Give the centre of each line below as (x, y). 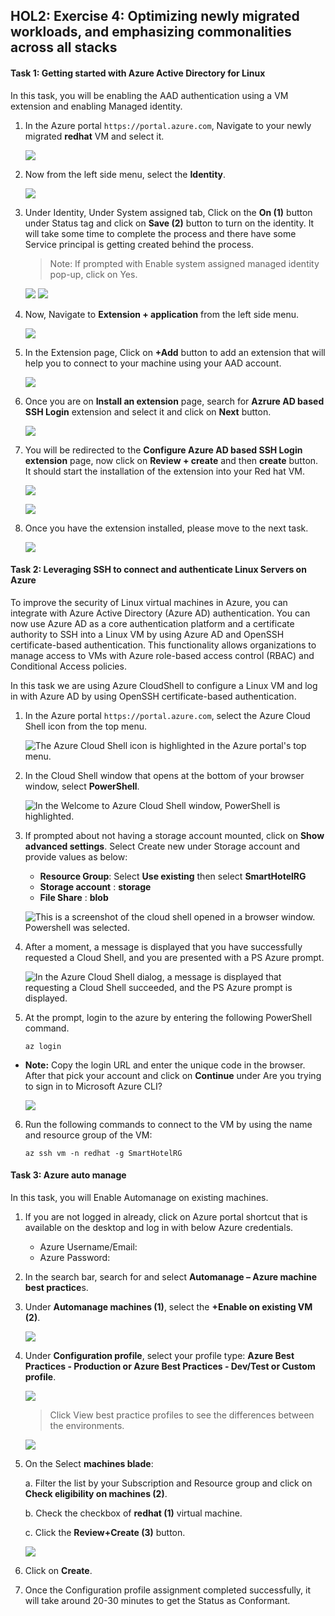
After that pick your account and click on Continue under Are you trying (173, 1075)
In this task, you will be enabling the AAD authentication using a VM (149, 95)
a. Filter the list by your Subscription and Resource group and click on (168, 1483)
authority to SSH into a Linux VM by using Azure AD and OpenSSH (147, 634)
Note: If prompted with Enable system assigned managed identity (184, 263)
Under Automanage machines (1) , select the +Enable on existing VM (168, 1307)
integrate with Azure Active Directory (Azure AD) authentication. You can (160, 613)
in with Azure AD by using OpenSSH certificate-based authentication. (153, 696)
